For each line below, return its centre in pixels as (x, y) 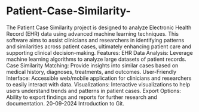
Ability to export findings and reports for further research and (82, 97)
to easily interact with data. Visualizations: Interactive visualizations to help (98, 84)
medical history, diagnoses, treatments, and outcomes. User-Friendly (91, 71)
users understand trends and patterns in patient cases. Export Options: (94, 91)
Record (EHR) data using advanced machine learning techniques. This (93, 33)
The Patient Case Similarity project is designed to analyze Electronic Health (99, 27)
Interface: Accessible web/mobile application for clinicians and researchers (99, 78)
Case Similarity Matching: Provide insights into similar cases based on (92, 65)
